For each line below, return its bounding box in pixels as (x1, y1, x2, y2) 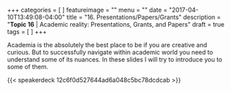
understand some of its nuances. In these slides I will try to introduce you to (7, 55, 223, 64)
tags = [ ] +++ (7, 27, 47, 36)
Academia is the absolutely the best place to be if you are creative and (7, 41, 208, 49)
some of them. (7, 63, 48, 70)
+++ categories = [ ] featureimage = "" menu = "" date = (7, 6, 168, 14)
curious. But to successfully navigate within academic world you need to (7, 48, 214, 56)
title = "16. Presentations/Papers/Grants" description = (66, 13, 221, 21)
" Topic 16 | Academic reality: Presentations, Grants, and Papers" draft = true (7, 21, 225, 28)
